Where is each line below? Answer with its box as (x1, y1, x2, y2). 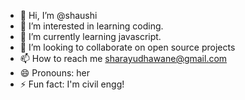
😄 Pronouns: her (19, 67, 90, 79)
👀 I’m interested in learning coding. (19, 20, 164, 32)
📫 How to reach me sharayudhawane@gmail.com (19, 53, 228, 64)
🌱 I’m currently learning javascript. (19, 31, 162, 42)
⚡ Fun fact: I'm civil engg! (19, 78, 125, 90)
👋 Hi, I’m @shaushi (19, 10, 98, 21)
